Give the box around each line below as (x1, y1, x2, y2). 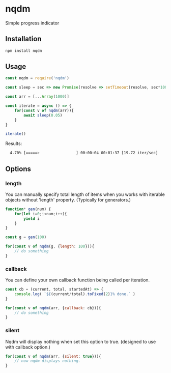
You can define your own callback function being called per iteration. (5, 277, 150, 283)
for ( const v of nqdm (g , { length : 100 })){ (5, 244, 95, 249)
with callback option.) (5, 344, 51, 350)
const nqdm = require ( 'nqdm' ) (5, 76, 70, 81)
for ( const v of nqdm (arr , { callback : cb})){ (5, 305, 101, 310)
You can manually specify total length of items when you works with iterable (5, 191, 165, 197)
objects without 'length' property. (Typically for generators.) (5, 196, 131, 203)
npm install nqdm (5, 48, 42, 53)
